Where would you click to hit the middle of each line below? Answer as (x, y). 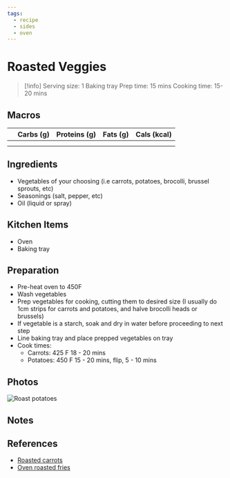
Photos (23, 382)
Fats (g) (116, 134)
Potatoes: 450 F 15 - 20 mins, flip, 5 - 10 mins (92, 360)
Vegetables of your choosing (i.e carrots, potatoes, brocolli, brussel (113, 181)
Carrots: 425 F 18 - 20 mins (66, 353)
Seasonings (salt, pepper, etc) (60, 196)
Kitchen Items (38, 225)
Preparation (33, 271)
